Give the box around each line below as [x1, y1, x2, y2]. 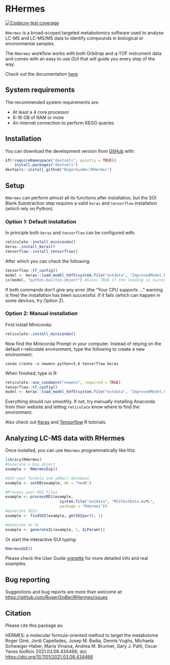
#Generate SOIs [5, 509, 37, 514]
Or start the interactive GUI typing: [5, 536, 77, 542]
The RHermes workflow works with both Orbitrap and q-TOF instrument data [5, 50, 162, 56]
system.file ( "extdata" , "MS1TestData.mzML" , [59, 499, 155, 504]
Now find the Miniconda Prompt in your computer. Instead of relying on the [5, 341, 161, 347]
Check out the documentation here [5, 71, 78, 77]
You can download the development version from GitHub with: [5, 148, 135, 154]
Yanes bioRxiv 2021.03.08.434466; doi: [5, 648, 88, 655]
